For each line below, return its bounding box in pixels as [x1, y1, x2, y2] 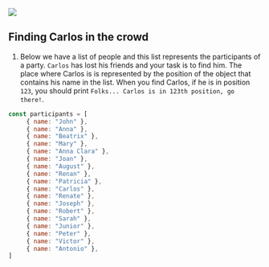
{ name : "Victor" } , [26, 237, 95, 245]
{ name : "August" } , [26, 162, 95, 170]
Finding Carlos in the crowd [8, 31, 149, 44]
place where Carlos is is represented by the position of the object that [19, 68, 251, 78]
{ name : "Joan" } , [26, 155, 88, 163]
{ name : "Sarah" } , [26, 215, 92, 223]
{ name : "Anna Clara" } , [26, 147, 110, 156]
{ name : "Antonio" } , [26, 244, 99, 253]
